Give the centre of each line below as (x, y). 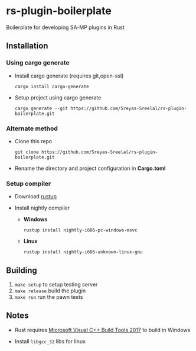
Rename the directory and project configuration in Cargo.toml (90, 168)
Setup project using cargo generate (58, 97)
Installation (27, 46)
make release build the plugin (50, 291)
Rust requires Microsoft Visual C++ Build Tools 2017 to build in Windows (102, 330)
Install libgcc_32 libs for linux (50, 341)
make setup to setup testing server (56, 285)
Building (22, 270)
